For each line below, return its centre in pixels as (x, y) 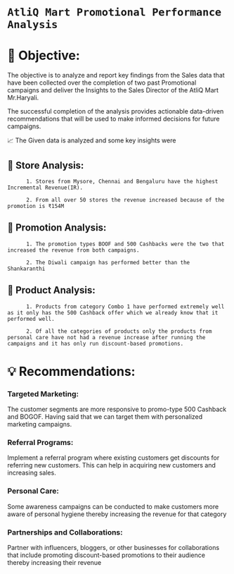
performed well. (31, 319)
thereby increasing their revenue (54, 562)
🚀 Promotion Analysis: (57, 228)
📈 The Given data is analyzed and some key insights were (92, 140)
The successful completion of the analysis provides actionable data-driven (116, 111)
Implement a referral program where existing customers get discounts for (113, 458)
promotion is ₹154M (36, 206)
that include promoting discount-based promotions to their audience (106, 555)
